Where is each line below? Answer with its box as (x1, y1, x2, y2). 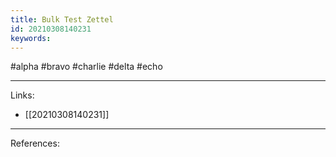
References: (10, 137, 60, 150)
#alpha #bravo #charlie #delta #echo (10, 61, 163, 73)
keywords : (10, 33, 52, 43)
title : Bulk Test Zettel (10, 14, 114, 25)
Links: (10, 89, 35, 101)
